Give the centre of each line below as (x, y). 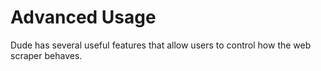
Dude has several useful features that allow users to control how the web (161, 45)
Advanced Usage (83, 17)
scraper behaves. (46, 55)
